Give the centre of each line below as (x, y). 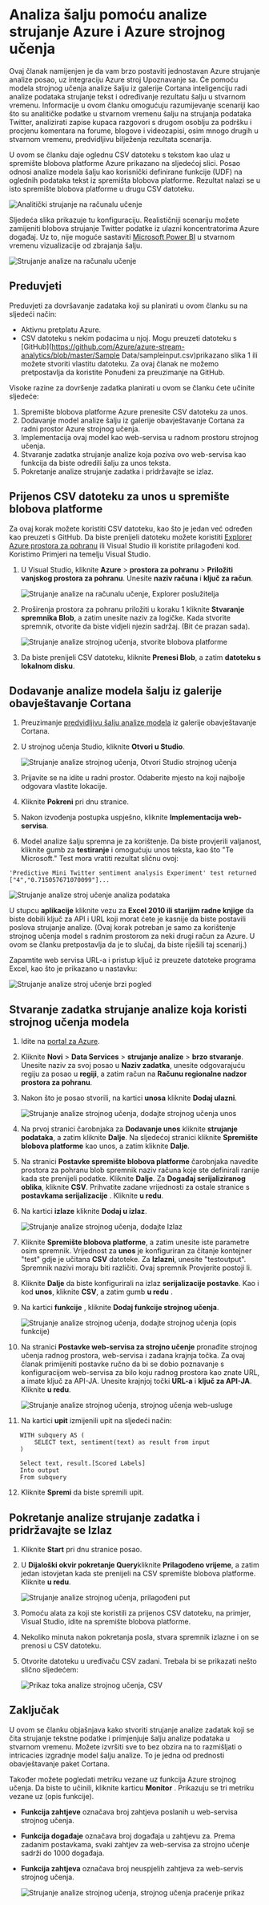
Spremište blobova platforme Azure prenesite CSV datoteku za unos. (134, 411)
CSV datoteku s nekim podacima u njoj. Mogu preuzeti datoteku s (128, 338)
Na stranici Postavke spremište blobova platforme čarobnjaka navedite (139, 1162)
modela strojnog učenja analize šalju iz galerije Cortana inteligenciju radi (128, 88)
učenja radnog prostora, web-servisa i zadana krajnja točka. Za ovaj (133, 1356)
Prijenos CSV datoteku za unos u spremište (119, 497)
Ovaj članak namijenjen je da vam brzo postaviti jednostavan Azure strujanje (135, 71)
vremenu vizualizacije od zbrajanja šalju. (76, 245)
